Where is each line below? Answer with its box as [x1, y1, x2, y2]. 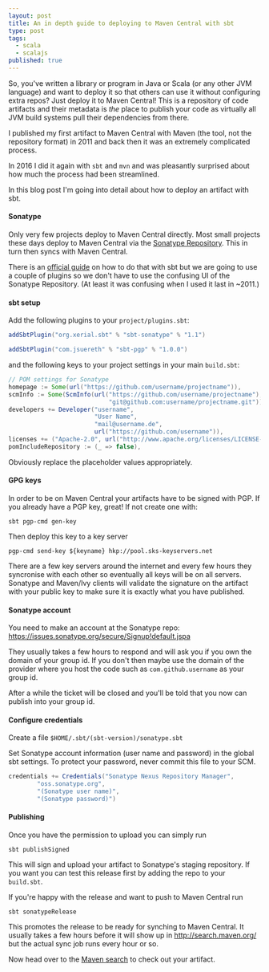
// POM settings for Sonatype [8, 376, 110, 384]
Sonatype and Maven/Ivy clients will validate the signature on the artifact [8, 578, 249, 588]
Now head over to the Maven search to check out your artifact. [8, 954, 216, 964]
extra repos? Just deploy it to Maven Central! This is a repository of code [8, 96, 249, 105]
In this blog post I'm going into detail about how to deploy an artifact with [8, 185, 250, 194]
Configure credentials [8, 715, 83, 725]
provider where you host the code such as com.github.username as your [8, 664, 244, 674]
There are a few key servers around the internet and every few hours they [8, 561, 252, 571]
